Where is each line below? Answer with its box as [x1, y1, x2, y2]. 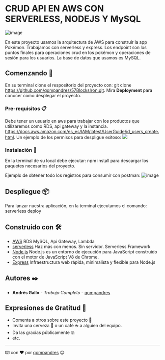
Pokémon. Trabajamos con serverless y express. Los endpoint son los [5, 44, 147, 50]
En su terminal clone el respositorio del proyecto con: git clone [5, 82, 132, 88]
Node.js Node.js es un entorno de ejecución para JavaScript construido [12, 249, 158, 254]
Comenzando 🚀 [5, 69, 53, 78]
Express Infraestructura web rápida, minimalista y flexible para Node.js [12, 259, 156, 265]
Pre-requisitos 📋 [5, 105, 47, 112]
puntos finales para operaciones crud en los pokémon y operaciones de [5, 50, 151, 55]
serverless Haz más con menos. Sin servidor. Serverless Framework [12, 244, 151, 249]
